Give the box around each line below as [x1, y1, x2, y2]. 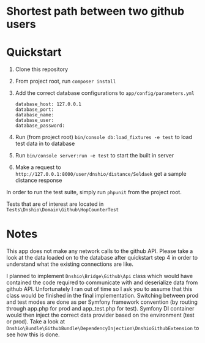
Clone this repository [15, 66, 69, 73]
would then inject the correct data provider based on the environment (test [6, 311, 195, 319]
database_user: [15, 118, 54, 124]
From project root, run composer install [15, 78, 116, 85]
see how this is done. [6, 331, 60, 338]
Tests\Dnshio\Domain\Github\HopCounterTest [6, 207, 119, 213]
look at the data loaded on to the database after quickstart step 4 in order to [6, 254, 198, 262]
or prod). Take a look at [6, 318, 65, 325]
